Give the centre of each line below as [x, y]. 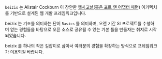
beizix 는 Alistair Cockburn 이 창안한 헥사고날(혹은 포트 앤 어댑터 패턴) [73, 7]
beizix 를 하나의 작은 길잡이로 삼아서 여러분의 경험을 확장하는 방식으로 [71, 46]
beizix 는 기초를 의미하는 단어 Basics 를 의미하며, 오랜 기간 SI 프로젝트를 [73, 23]
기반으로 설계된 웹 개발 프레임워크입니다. [48, 13]
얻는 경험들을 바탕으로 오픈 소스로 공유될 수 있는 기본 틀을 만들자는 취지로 [79, 29]
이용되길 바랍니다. [27, 52]
